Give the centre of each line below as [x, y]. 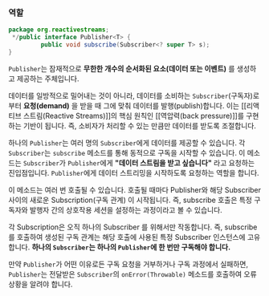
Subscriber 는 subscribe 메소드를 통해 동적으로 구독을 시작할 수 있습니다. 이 [127, 152]
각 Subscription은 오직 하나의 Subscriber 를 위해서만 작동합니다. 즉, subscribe [133, 227]
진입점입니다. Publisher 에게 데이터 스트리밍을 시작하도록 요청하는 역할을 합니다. [134, 172]
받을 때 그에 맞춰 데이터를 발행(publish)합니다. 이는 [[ [163, 105]
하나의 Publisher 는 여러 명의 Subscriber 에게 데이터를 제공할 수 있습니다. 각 [127, 143]
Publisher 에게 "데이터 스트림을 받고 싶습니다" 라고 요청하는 [161, 163]
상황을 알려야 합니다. [41, 284]
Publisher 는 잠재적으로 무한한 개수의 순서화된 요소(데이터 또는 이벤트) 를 [122, 68]
